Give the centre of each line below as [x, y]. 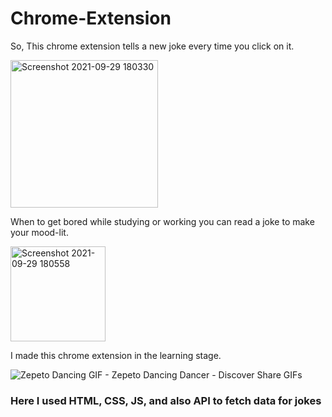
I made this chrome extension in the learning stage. [116, 355]
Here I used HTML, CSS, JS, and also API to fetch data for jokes [166, 400]
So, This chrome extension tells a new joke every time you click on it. [152, 46]
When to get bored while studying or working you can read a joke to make [162, 221]
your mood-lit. [39, 232]
